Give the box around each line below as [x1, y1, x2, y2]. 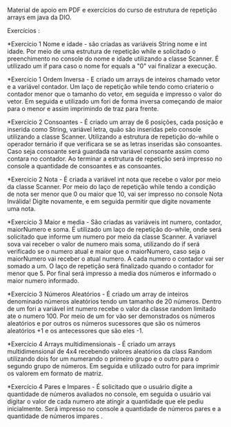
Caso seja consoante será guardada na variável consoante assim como [7, 148, 210, 155]
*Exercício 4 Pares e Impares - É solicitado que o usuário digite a [7, 383, 193, 390]
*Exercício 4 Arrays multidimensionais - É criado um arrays [7, 340, 176, 348]
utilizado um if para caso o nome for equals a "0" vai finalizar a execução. [7, 62, 217, 70]
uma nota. [7, 205, 36, 212]
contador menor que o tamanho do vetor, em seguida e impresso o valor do [7, 90, 222, 98]
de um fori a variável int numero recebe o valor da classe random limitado [7, 305, 217, 312]
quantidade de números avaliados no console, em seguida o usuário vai [7, 390, 212, 398]
